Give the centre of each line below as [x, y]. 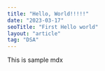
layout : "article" [34, 33]
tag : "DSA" [23, 40]
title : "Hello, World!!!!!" [48, 14]
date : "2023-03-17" [36, 20]
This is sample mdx [35, 60]
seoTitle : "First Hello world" [53, 27]
